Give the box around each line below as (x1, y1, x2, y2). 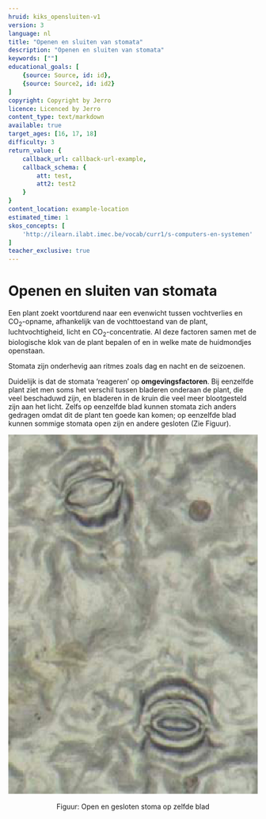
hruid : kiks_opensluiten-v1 (8, 13, 101, 21)
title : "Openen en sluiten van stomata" (8, 38, 144, 46)
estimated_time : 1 (8, 213, 69, 221)
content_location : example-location (8, 205, 129, 213)
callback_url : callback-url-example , (22, 155, 147, 163)
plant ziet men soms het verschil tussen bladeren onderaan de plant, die (8, 385, 244, 394)
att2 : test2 (36, 180, 77, 188)
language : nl (8, 29, 51, 37)
